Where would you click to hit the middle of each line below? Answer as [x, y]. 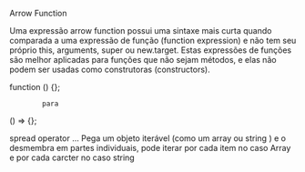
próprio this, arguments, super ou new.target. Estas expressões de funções [151, 50]
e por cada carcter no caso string [72, 157]
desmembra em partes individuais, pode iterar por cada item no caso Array [150, 148]
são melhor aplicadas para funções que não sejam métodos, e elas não [143, 60]
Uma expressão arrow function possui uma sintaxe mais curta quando [141, 30]
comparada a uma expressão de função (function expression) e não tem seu [153, 40]
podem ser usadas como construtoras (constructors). [110, 69]
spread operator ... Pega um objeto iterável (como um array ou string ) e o [148, 138]
